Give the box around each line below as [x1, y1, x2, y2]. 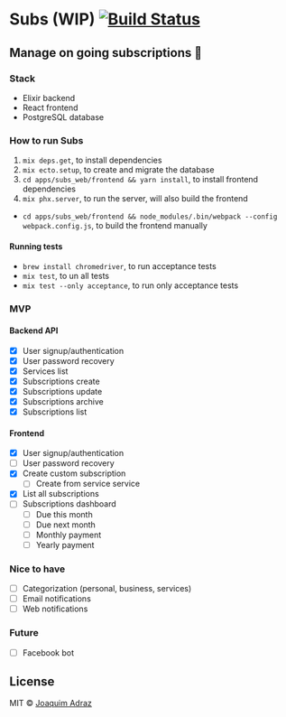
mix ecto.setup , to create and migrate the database [22, 164, 215, 175]
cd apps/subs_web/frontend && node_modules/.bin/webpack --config [22, 212, 278, 221]
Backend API [9, 325, 59, 336]
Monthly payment [35, 529, 102, 540]
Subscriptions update [22, 386, 103, 396]
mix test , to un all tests [22, 271, 110, 282]
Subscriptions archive [22, 396, 104, 406]
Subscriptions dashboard [22, 498, 117, 509]
